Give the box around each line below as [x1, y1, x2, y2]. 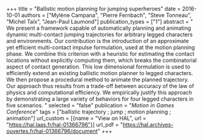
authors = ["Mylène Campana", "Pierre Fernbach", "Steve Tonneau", [21, 12, 191, 19]
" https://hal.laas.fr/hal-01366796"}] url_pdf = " [6, 121, 123, 128]
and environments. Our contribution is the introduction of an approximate [6, 38, 190, 44]
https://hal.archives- [122, 121, 174, 128]
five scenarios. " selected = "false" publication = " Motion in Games [6, 102, 174, 108]
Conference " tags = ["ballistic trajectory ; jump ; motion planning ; [6, 108, 171, 115]
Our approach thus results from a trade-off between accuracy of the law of [6, 82, 194, 90]
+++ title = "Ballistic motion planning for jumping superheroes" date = [6, 5, 181, 12]
